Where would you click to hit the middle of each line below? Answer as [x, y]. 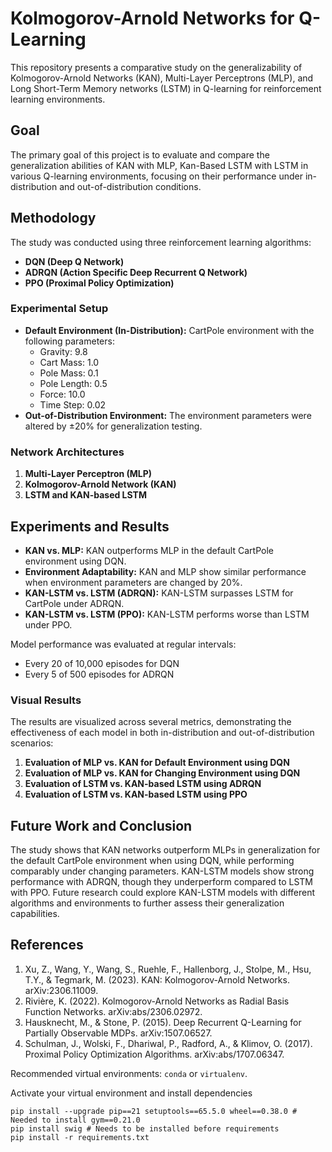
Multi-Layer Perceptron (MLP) [88, 474]
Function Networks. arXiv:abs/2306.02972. [113, 1011]
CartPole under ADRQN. [74, 603]
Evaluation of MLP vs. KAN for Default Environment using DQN [157, 763]
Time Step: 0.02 [73, 404]
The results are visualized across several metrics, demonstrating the [151, 722]
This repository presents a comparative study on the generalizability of [156, 67]
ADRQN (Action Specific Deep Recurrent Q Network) [136, 272]
